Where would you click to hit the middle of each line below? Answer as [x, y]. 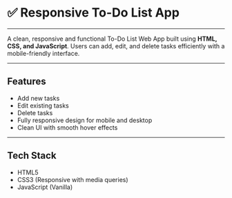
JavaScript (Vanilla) [45, 187]
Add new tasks [38, 98]
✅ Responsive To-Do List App [93, 13]
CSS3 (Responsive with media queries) [73, 179]
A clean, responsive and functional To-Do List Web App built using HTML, [112, 39]
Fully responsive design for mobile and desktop [85, 120]
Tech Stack [32, 156]
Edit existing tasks [43, 106]
